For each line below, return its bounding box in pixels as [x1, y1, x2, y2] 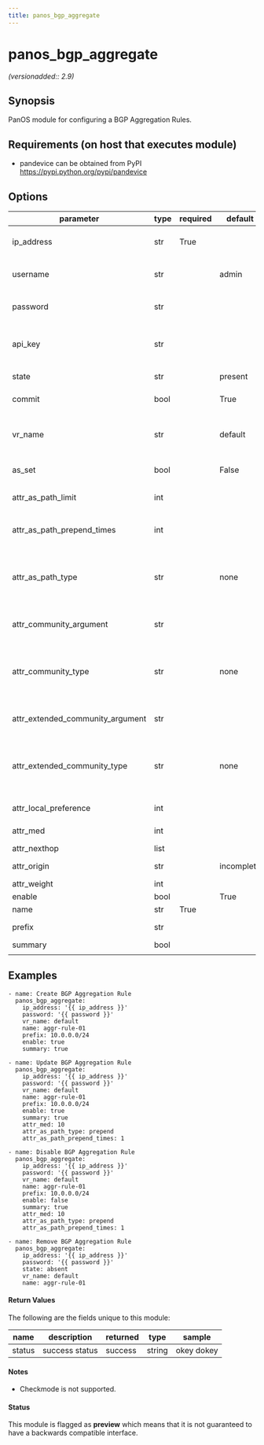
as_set [12, 465, 36, 475]
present [219, 371, 248, 382]
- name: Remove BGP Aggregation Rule [8, 1237, 132, 1245]
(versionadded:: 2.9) [8, 72, 75, 81]
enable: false [22, 1196, 68, 1204]
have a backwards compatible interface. [8, 1428, 138, 1438]
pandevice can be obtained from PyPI [19, 159, 142, 168]
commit [12, 394, 40, 404]
